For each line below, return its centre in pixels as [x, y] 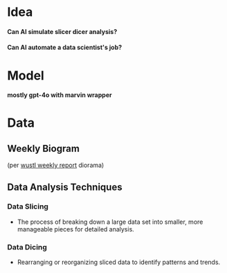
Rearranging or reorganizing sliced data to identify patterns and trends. [119, 262]
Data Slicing [28, 206]
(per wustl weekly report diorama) [56, 165]
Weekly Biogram [43, 149]
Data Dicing [27, 247]
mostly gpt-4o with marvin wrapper [60, 95]
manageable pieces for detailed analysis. [76, 229]
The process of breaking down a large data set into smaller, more [110, 222]
